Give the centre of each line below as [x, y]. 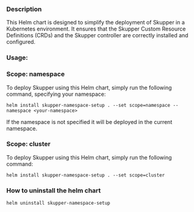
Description [24, 9]
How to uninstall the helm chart [54, 190]
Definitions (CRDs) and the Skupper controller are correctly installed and [97, 35]
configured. [21, 42]
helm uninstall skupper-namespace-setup [59, 203]
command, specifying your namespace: [56, 94]
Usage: [17, 58]
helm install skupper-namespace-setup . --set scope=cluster [86, 175]
